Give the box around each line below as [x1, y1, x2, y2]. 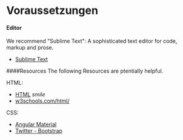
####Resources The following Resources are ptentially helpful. [6, 67, 164, 75]
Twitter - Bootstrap [15, 127, 62, 135]
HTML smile [15, 91, 45, 98]
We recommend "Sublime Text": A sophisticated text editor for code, [6, 38, 178, 45]
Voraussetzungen [6, 4, 99, 18]
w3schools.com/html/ [15, 98, 70, 105]
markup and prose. [6, 44, 54, 52]
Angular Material [15, 121, 57, 128]
